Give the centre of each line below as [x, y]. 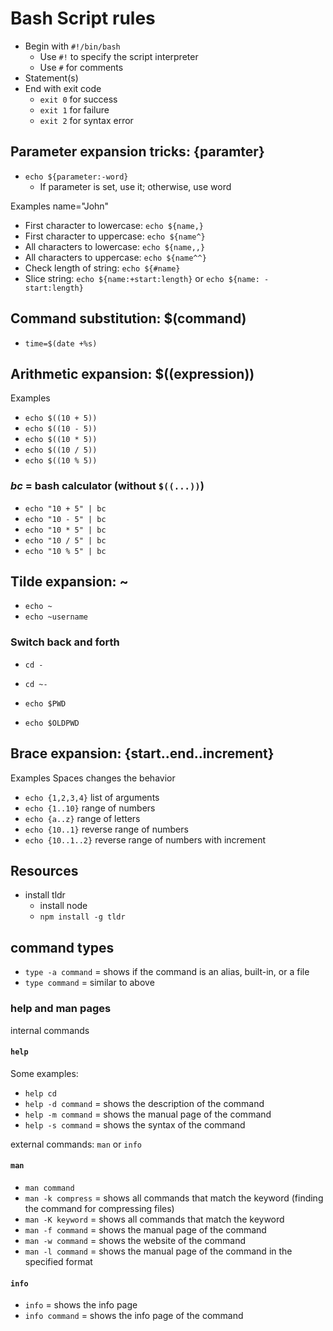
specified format [58, 1261]
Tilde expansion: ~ [69, 582]
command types [62, 947]
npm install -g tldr [82, 917]
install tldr [45, 895]
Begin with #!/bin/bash [72, 46]
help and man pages [61, 1009]
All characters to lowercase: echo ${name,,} [115, 246]
